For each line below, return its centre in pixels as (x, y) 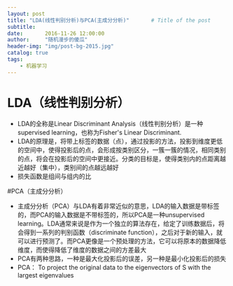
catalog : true (28, 53)
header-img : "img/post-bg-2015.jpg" (61, 46)
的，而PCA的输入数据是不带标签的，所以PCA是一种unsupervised (111, 214)
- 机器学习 (34, 66)
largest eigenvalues (45, 275)
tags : (15, 60)
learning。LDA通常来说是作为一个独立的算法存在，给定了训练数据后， (118, 223)
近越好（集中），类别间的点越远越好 (68, 167)
